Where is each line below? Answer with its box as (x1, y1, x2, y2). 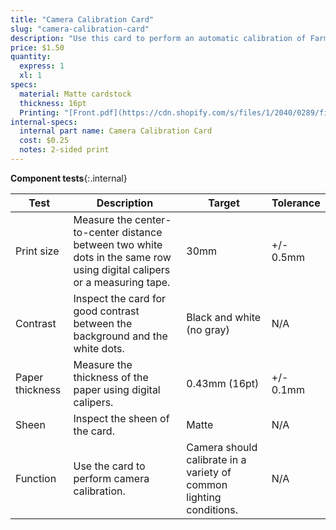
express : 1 (19, 61, 65, 71)
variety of (186, 465, 232, 479)
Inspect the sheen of (73, 411, 170, 425)
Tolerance (271, 196, 321, 210)
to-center (73, 225, 120, 239)
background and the (73, 329, 168, 343)
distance (121, 225, 163, 239)
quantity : (10, 52, 52, 62)
